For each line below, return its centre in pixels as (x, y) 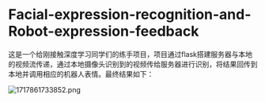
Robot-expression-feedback (104, 31)
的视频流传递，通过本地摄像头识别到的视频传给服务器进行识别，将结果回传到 (133, 64)
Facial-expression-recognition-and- (130, 15)
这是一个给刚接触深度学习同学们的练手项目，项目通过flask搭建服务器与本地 (131, 54)
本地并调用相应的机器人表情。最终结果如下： (81, 74)
